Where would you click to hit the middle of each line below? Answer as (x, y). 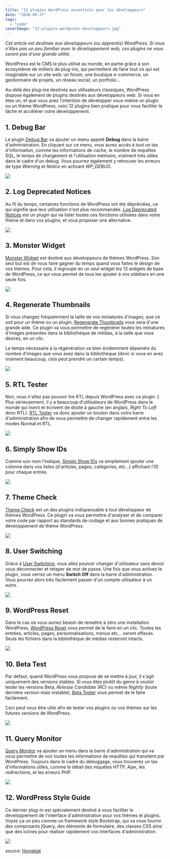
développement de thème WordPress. (45, 526)
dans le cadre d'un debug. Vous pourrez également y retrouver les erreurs (83, 161)
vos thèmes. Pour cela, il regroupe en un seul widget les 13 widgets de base (84, 269)
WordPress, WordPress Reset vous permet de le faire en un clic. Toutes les (83, 628)
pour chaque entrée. (27, 472)
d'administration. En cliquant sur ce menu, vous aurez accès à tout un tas (82, 144)
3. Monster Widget (35, 246)
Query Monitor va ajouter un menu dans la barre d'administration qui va (80, 751)
